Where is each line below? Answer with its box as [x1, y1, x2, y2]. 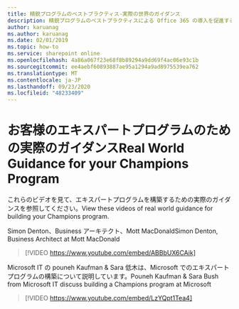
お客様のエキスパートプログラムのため [7, 122, 231, 139]
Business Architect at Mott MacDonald [7, 235, 120, 244]
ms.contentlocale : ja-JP [7, 76, 81, 84]
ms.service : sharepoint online [7, 50, 100, 58]
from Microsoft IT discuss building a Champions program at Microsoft [7, 280, 211, 288]
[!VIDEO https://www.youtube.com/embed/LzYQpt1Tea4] [24, 294, 193, 303]
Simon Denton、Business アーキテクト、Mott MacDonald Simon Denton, [7, 227, 218, 235]
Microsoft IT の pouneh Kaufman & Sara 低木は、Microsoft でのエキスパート [7, 264, 230, 272]
